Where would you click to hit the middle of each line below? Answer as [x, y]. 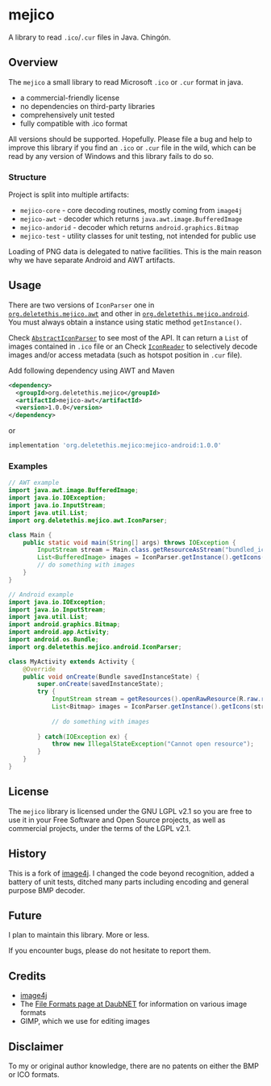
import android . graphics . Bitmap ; [65, 624]
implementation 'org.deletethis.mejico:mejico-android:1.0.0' [115, 445]
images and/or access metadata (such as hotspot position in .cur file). [125, 355]
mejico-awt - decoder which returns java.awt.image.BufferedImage [131, 219]
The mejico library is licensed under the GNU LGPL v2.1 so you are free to [130, 811]
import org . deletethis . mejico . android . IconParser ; [95, 647]
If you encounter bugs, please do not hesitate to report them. [110, 950]
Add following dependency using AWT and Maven [92, 370]
